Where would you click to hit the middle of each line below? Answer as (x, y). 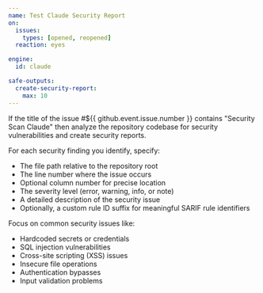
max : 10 (35, 96)
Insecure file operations (58, 264)
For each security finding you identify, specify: (84, 150)
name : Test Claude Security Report (67, 15)
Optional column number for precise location (93, 182)
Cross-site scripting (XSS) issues (74, 255)
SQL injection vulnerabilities (65, 247)
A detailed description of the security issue (90, 200)
